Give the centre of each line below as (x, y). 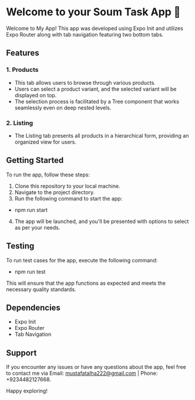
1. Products (22, 70)
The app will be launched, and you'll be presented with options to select (102, 221)
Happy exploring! (27, 391)
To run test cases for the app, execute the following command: (82, 260)
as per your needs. (37, 227)
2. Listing (20, 123)
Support (21, 353)
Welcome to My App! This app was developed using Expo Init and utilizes (95, 28)
